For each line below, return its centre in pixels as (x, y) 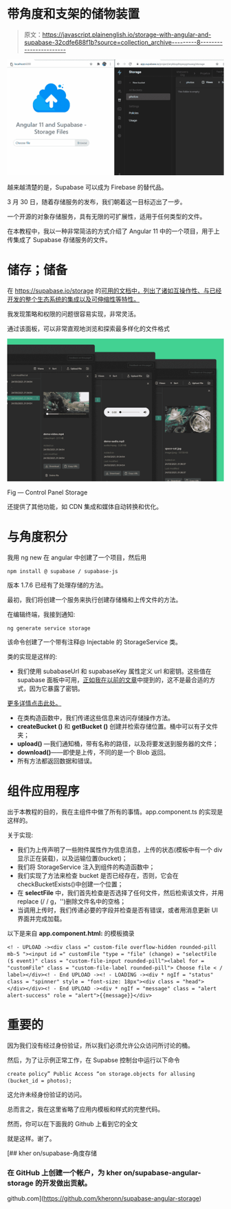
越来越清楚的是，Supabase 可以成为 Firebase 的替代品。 (87, 187)
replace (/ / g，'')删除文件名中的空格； (71, 901)
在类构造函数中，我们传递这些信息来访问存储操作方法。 (95, 717)
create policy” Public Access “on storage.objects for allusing (101, 1074)
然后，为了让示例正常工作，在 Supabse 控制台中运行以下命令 (93, 1060)
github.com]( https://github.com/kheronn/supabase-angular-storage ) (104, 1198)
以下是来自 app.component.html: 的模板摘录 (71, 933)
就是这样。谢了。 (31, 1138)
